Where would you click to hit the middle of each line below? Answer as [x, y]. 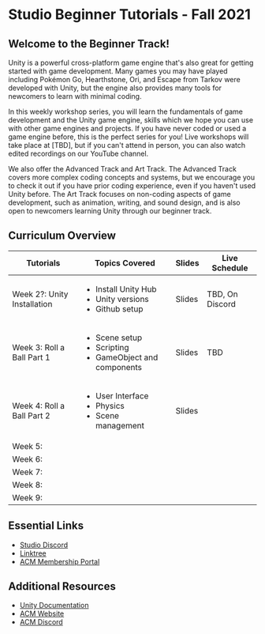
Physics [110, 406]
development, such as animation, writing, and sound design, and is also [124, 202]
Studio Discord [44, 545]
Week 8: [28, 485]
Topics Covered [125, 262]
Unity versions [123, 299]
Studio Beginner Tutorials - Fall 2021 [129, 15]
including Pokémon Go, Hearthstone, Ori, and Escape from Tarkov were [124, 79]
